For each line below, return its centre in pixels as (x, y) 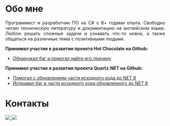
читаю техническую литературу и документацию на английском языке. (85, 28)
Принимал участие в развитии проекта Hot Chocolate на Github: (77, 48)
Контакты (27, 104)
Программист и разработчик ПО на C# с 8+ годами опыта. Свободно (85, 23)
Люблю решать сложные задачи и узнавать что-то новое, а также (85, 33)
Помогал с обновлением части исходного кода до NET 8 (74, 78)
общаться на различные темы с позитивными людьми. (65, 39)
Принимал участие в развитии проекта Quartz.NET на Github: (74, 68)
